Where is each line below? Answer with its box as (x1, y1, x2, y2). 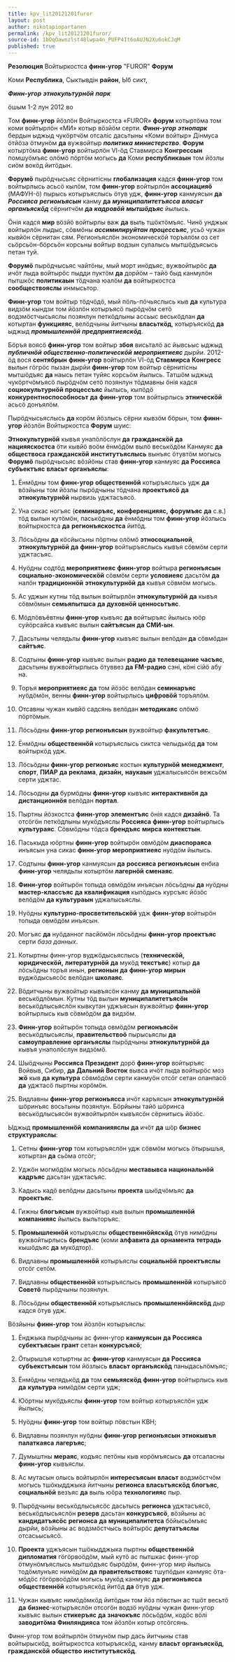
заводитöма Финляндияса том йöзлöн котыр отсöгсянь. (17, 1619, 190, 1626)
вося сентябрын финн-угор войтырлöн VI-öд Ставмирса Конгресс (17, 355, 222, 364)
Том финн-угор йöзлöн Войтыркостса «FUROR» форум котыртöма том (8, 116, 222, 125)
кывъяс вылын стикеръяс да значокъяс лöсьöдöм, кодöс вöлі (17, 1611, 208, 1619)
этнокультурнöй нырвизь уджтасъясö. (17, 493, 136, 501)
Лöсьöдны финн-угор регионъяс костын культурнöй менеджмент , (17, 761, 225, 768)
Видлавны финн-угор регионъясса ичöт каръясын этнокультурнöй (17, 1095, 225, 1103)
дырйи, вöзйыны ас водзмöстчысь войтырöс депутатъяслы (17, 1524, 199, 1532)
